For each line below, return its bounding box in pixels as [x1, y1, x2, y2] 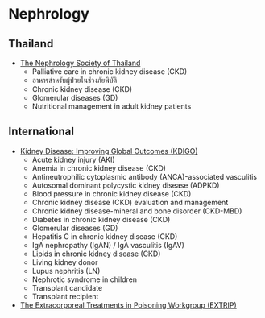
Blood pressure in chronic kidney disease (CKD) [31, 188, 192, 198]
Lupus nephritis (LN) [31, 266, 101, 275]
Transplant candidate [31, 283, 103, 292]
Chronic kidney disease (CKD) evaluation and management [31, 197, 229, 207]
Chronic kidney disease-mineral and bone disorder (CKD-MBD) [31, 206, 242, 216]
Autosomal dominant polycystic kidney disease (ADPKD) [31, 180, 220, 190]
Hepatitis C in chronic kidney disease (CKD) [31, 231, 178, 242]
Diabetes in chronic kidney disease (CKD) [31, 214, 171, 224]
